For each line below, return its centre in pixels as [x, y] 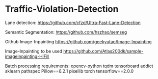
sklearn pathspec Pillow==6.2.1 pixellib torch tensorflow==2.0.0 [69, 71]
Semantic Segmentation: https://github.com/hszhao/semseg [66, 32]
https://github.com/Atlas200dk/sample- [103, 51]
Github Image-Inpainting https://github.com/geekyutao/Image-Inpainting [79, 41]
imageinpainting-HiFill [27, 56]
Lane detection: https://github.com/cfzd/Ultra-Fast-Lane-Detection [73, 23]
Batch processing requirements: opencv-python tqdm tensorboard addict [79, 66]
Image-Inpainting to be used [34, 51]
